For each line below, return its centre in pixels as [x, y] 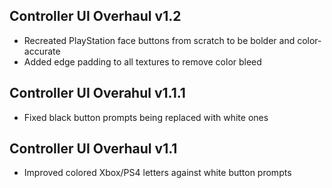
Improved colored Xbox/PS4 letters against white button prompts [157, 173]
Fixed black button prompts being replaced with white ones [146, 117]
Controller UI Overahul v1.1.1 [97, 93]
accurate [42, 51]
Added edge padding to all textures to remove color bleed [142, 61]
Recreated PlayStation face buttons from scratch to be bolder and [159, 40]
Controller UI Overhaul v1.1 [93, 149]
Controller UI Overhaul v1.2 [95, 16]
